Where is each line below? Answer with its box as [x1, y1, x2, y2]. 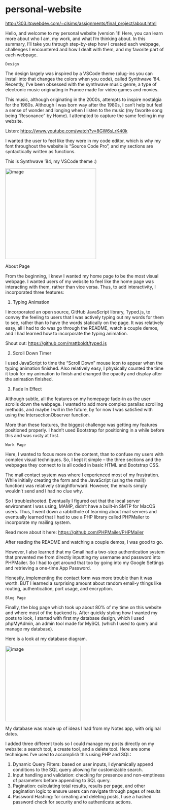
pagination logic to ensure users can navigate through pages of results [12, 788, 161, 794]
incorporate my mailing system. [5, 519, 71, 525]
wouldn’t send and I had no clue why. [5, 488, 83, 494]
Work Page [5, 442, 26, 447]
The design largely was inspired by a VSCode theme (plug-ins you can [5, 70, 153, 77]
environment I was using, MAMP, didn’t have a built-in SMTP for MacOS [5, 503, 156, 509]
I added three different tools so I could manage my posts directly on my [5, 741, 155, 747]
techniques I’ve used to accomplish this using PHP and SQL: [5, 751, 131, 757]
